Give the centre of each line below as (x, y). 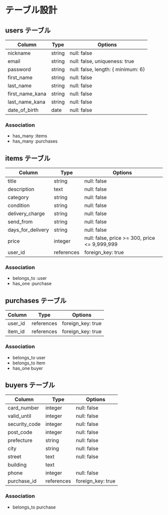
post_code (20, 432)
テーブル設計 (31, 10)
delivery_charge (26, 214)
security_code (24, 424)
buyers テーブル (30, 385)
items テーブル (28, 158)
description (21, 189)
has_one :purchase (32, 284)
